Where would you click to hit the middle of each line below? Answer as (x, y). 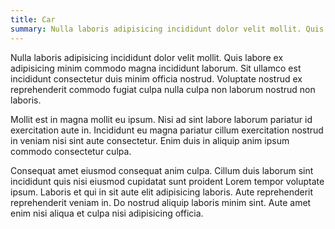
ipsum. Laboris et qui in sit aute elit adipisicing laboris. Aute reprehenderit (162, 192)
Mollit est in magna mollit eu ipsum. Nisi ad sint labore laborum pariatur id (161, 119)
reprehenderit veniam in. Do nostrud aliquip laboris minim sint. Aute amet (161, 202)
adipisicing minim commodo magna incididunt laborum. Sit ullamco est (156, 68)
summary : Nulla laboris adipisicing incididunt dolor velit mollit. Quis (167, 29)
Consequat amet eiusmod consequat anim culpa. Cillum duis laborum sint (162, 170)
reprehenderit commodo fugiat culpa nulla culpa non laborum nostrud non (163, 89)
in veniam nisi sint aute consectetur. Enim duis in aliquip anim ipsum (150, 140)
